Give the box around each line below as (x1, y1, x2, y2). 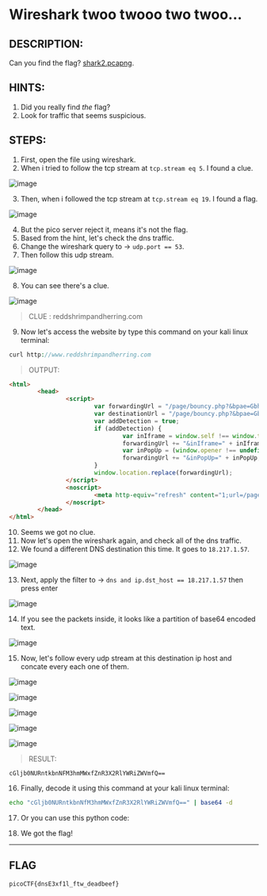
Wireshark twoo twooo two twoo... (9, 6, 242, 24)
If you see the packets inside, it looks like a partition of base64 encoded (20, 614, 256, 624)
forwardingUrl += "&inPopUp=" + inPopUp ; (122, 454, 261, 462)
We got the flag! (20, 829, 74, 838)
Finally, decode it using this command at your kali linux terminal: (20, 783, 230, 793)
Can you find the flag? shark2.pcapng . (9, 58, 135, 67)
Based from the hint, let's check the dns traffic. (20, 233, 174, 243)
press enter (20, 583, 59, 593)
